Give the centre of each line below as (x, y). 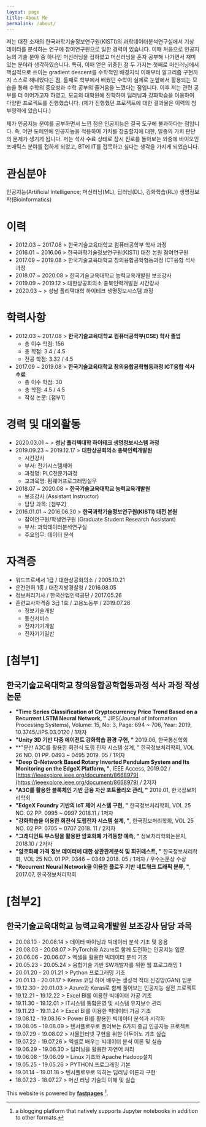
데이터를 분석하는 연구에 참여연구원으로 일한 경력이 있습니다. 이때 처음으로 (95, 49)
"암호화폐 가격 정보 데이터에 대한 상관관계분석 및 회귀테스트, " (88, 852)
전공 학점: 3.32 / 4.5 (49, 359)
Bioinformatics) (32, 199)
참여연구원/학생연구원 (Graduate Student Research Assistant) (100, 520)
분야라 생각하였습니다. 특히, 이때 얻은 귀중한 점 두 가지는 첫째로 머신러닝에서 (108, 64)
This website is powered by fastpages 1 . (57, 1093)
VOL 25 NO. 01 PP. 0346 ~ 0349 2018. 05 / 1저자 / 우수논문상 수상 (105, 859)
